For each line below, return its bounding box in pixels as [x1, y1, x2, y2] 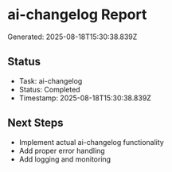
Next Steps [7, 116, 64, 130]
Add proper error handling [18, 146, 105, 155]
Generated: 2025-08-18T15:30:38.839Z [7, 32, 138, 41]
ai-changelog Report [7, 6, 147, 24]
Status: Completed [18, 84, 80, 94]
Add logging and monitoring [18, 154, 111, 164]
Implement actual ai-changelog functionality [18, 137, 164, 147]
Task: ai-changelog [18, 76, 83, 85]
